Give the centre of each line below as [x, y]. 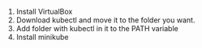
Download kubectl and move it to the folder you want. [105, 20]
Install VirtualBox [44, 12]
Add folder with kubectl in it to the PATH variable [97, 28]
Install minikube [42, 37]
